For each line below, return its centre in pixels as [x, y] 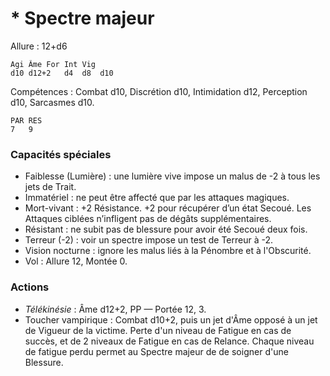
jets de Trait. [50, 187]
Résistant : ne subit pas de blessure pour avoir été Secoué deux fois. [166, 229]
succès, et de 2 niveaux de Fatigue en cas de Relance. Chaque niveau [169, 341]
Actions [30, 287]
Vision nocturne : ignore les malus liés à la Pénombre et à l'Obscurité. [168, 251]
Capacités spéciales [61, 154]
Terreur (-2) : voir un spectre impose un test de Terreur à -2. [149, 240]
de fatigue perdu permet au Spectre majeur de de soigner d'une [156, 351]
